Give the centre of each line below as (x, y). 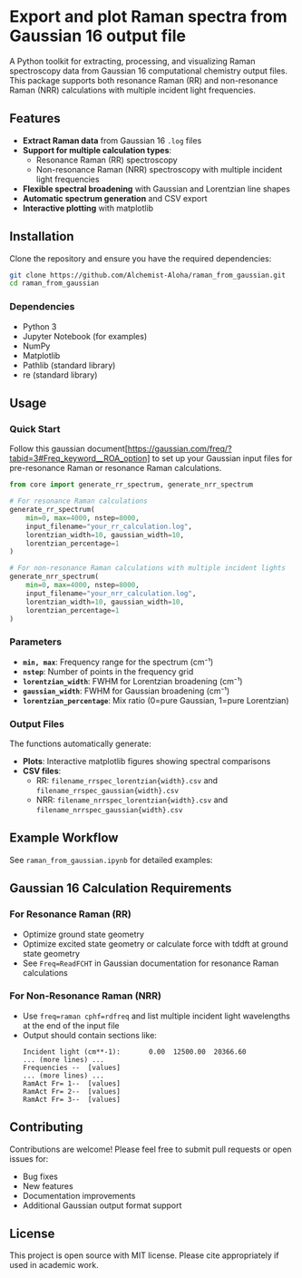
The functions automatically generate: (80, 744)
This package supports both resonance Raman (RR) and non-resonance (144, 80)
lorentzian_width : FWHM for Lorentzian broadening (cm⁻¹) (132, 681)
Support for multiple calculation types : (97, 150)
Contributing (46, 1127)
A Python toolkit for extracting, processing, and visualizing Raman (132, 61)
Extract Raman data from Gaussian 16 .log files (112, 140)
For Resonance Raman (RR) (70, 914)
